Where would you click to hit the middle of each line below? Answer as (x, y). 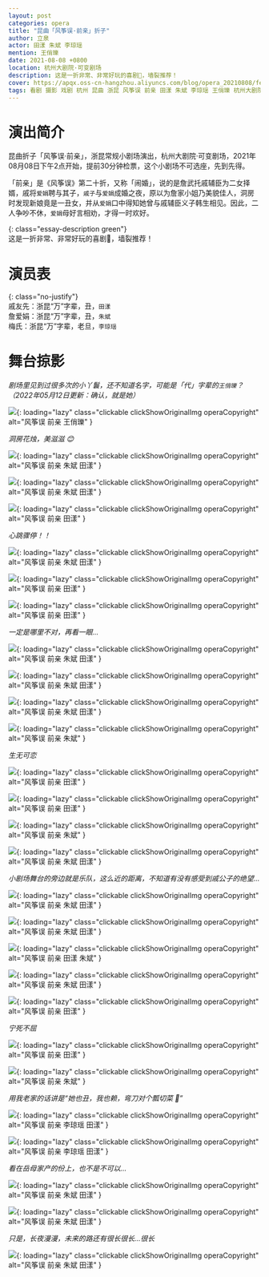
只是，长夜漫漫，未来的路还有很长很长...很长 (82, 1239)
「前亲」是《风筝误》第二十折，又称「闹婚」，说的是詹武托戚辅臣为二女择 (129, 183)
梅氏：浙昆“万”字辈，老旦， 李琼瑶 (63, 326)
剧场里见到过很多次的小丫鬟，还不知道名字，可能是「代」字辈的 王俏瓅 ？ (126, 385)
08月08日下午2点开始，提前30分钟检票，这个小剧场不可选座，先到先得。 (129, 166)
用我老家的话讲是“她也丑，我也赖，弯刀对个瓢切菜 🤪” (96, 1098)
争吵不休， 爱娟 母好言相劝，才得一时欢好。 (84, 213)
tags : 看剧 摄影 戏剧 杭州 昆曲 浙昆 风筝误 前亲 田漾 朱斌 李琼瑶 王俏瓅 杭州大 (130, 90)
